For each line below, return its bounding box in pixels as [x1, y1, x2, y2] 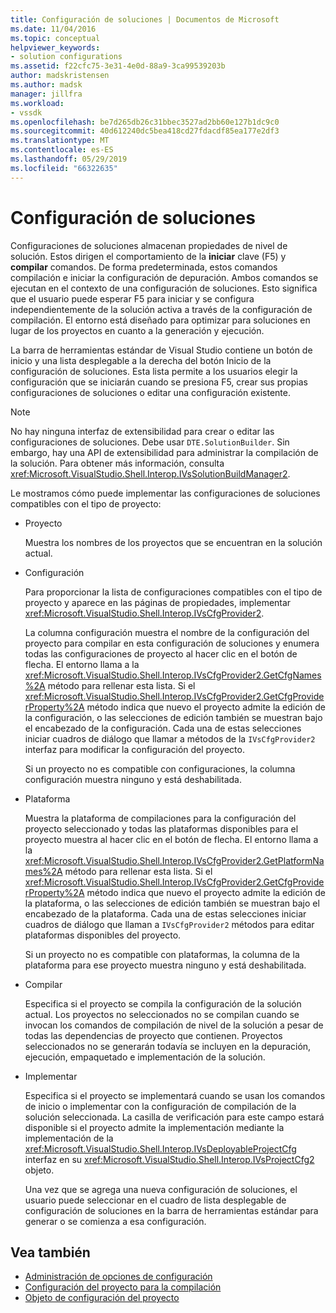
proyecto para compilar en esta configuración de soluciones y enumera [24, 637, 320, 649]
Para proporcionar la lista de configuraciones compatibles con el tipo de [24, 586, 323, 598]
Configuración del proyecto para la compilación [24, 1281, 222, 1293]
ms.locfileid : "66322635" [10, 163, 118, 173]
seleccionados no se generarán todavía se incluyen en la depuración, [24, 1040, 312, 1052]
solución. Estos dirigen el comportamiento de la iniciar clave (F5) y [10, 250, 287, 262]
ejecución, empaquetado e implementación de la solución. [24, 1051, 266, 1063]
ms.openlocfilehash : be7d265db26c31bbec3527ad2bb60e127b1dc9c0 [10, 117, 280, 127]
